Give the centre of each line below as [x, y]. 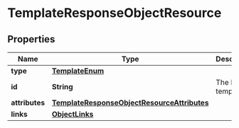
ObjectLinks [73, 114]
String [63, 87]
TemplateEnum [78, 71]
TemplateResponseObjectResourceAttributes [131, 103]
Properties [31, 39]
